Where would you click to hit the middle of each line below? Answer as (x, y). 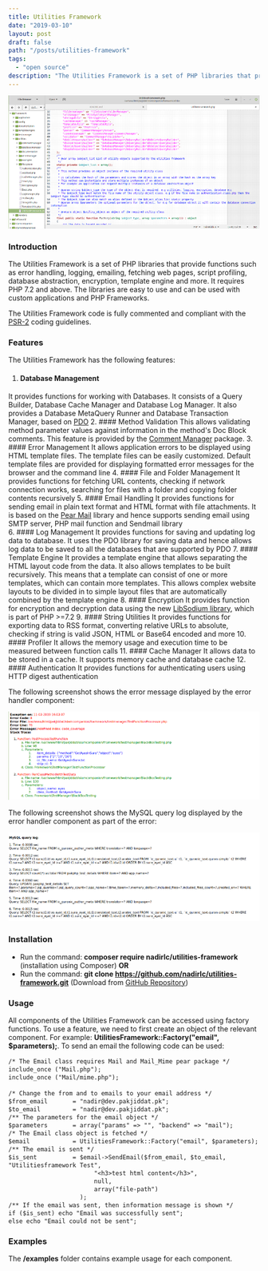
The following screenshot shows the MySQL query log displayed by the (126, 812)
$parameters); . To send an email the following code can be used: (116, 1046)
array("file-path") (126, 1189)
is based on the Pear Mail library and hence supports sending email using (129, 514)
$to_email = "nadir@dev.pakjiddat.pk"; (89, 1109)
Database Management (59, 379)
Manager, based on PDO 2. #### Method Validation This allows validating (130, 421)
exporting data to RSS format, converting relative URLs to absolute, (118, 625)
